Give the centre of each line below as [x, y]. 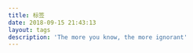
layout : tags [29, 30]
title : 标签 [26, 15]
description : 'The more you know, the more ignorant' [98, 37]
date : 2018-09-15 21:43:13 [52, 23]
